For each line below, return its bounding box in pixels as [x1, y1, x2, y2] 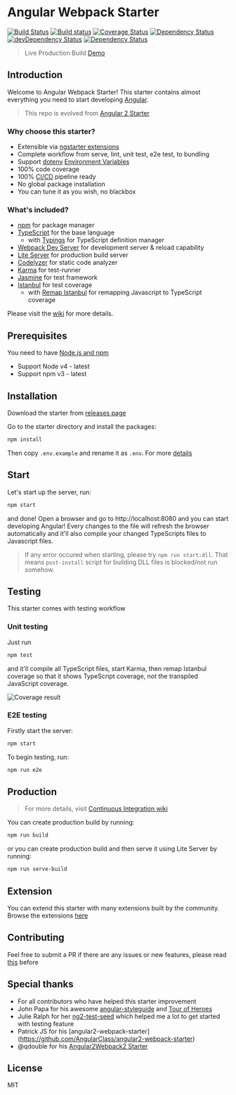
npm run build [7, 832, 49, 839]
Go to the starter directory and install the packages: [7, 422, 157, 430]
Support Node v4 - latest [17, 362, 90, 370]
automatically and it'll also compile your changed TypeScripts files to [7, 529, 206, 537]
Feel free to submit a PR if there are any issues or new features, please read [7, 950, 227, 958]
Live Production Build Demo [24, 49, 105, 57]
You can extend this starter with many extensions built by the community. [7, 903, 220, 912]
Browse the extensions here [7, 911, 88, 920]
